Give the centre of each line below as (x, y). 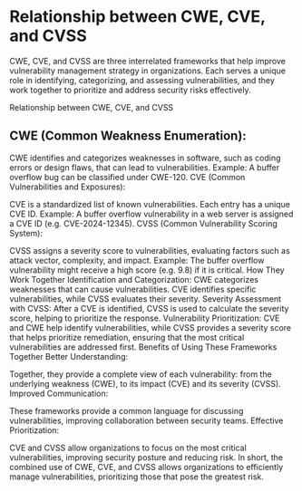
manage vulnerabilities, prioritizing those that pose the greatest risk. (137, 477)
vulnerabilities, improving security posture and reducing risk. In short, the (146, 457)
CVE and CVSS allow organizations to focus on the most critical (128, 448)
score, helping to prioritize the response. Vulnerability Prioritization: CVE (145, 318)
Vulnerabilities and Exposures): (68, 187)
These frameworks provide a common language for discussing (127, 410)
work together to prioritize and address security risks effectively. (130, 90)
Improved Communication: (59, 393)
